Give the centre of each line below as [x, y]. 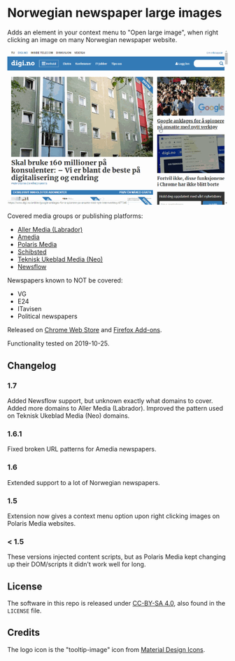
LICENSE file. [24, 611]
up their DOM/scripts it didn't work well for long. [77, 564]
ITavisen [29, 309]
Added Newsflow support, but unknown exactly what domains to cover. [110, 401]
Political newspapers [48, 316]
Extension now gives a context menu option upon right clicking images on [114, 516]
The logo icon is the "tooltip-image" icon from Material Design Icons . [106, 649]
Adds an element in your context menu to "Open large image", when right [113, 32]
